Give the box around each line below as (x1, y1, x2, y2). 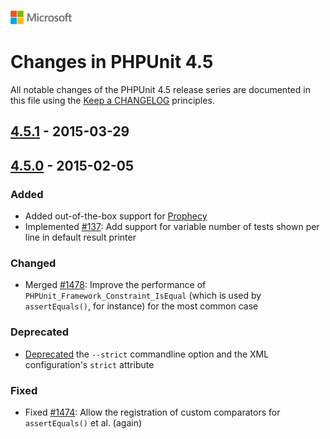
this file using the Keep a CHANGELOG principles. (10, 94, 215, 106)
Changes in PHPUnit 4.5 (10, 51, 214, 74)
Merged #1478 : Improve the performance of (24, 279, 207, 291)
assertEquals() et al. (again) (24, 416, 143, 429)
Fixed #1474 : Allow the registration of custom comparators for (24, 406, 281, 418)
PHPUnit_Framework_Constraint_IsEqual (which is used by (24, 290, 262, 302)
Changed (10, 256, 57, 270)
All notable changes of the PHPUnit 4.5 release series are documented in (10, 83, 311, 95)
